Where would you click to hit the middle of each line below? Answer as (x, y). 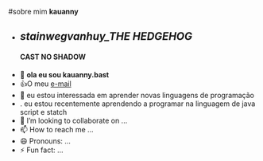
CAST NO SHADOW (52, 57)
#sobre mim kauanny (43, 12)
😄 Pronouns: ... (45, 141)
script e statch (43, 112)
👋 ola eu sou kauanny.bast (64, 74)
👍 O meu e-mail (45, 84)
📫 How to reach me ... (56, 129)
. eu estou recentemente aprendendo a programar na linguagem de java (137, 104)
